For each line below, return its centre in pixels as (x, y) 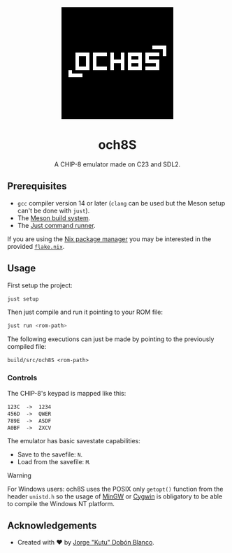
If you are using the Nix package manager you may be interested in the (109, 239)
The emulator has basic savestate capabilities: (74, 440)
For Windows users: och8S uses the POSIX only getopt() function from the (115, 489)
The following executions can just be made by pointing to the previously (111, 339)
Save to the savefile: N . (50, 454)
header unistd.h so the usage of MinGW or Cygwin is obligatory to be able (115, 496)
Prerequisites (37, 186)
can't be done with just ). (53, 210)
